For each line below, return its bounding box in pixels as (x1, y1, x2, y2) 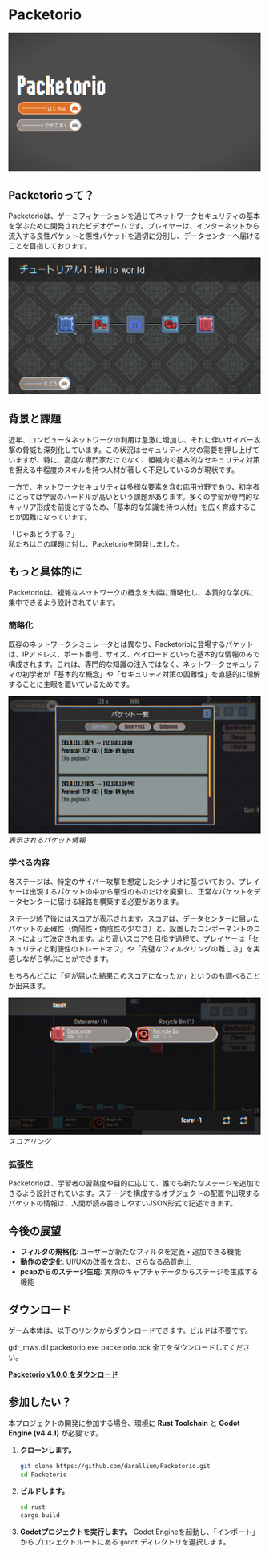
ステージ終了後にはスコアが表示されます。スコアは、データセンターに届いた (8, 914, 260, 923)
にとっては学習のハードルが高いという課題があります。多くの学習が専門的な (8, 491, 260, 502)
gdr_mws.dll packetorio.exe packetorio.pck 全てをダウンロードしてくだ (8, 1342, 243, 1352)
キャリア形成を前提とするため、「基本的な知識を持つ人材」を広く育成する (8, 502, 251, 511)
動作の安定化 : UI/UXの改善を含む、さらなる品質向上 (19, 1257, 191, 1267)
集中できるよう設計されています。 (8, 597, 120, 607)
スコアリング (8, 1136, 50, 1147)
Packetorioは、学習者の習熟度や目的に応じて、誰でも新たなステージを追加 (8, 1178, 254, 1188)
